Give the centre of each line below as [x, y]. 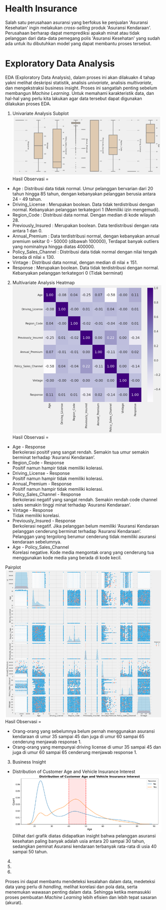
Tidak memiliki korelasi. [36, 515]
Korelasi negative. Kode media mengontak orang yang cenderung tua [83, 552]
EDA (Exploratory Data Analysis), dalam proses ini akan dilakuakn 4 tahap [80, 77]
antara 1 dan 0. [28, 230]
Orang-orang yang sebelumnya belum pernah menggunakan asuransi [83, 731]
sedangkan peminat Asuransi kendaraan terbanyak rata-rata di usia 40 [84, 846]
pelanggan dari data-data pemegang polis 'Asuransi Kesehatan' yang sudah [83, 38]
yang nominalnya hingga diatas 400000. [54, 246]
